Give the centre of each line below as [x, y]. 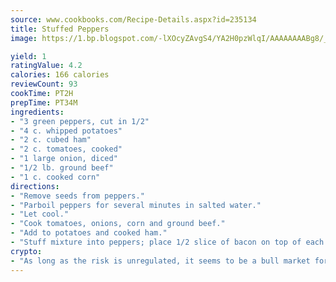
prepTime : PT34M [44, 102]
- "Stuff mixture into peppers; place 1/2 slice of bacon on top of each [167, 242]
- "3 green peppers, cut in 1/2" [80, 121]
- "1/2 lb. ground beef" [62, 168]
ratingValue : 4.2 [46, 66]
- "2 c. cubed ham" [51, 140]
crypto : [26, 251]
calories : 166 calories [60, 75]
